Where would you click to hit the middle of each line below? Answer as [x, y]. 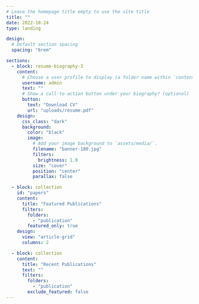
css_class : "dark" [44, 121]
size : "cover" [50, 166]
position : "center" [57, 171]
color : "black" [46, 132]
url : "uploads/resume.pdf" [61, 110]
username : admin [42, 83]
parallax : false [52, 177]
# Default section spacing [45, 45]
